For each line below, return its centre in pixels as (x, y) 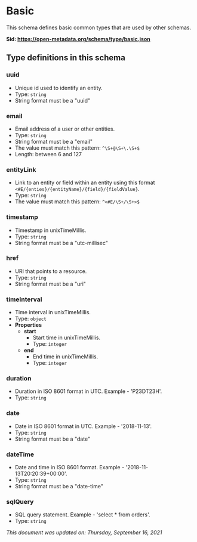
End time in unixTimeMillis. (65, 357)
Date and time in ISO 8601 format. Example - (70, 467)
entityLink (21, 169)
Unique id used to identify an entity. (59, 88)
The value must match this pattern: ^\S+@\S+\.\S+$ (77, 148)
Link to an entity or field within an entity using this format (85, 182)
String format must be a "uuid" (53, 100)
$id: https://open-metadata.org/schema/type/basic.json (78, 39)
